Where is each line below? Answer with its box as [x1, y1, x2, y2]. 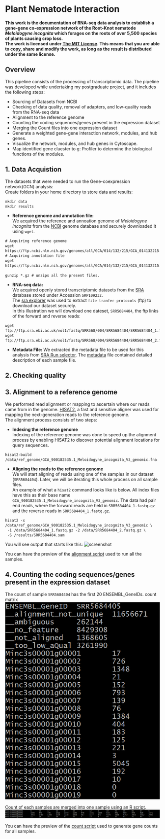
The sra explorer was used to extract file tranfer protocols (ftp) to [12, 297, 151, 303]
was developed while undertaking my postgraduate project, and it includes [5, 84, 156, 90]
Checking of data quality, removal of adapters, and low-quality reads [12, 104, 151, 109]
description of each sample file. [12, 357, 77, 363]
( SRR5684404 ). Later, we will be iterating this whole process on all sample [12, 476, 158, 482]
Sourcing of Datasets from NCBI [12, 99, 78, 105]
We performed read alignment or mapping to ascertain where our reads [5, 401, 150, 407]
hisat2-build [5, 452, 32, 457]
